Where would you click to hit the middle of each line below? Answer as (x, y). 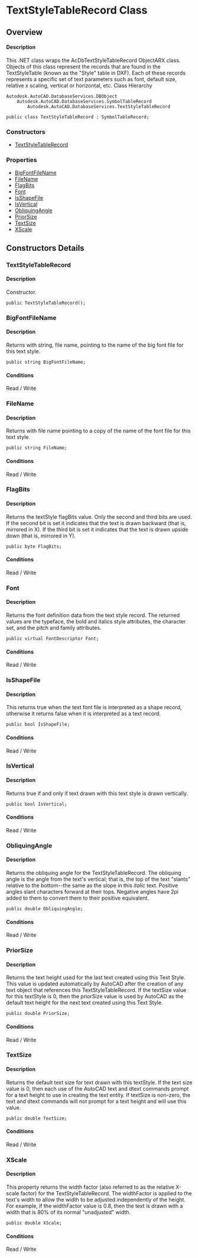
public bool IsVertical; (37, 804)
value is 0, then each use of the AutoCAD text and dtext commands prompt (98, 1088)
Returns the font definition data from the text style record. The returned (93, 615)
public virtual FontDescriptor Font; (53, 639)
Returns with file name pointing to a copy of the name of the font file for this (98, 431)
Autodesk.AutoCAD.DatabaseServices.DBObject (62, 96)
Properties (22, 160)
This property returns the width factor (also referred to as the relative (90, 1187)
